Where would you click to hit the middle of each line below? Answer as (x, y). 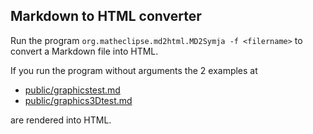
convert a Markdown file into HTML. (84, 51)
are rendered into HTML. (61, 120)
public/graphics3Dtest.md (78, 100)
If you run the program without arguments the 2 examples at (134, 70)
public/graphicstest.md (72, 90)
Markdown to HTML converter (106, 16)
